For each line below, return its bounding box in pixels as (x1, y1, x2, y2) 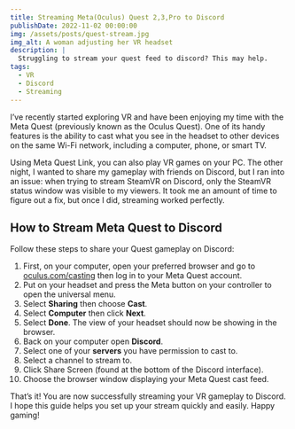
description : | (10, 46, 66, 55)
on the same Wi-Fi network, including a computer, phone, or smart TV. (10, 139, 267, 151)
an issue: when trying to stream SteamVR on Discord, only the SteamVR (10, 175, 271, 186)
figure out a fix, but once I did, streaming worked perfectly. (10, 194, 225, 205)
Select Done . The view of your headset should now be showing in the (22, 317, 277, 328)
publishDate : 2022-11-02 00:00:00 (10, 21, 138, 30)
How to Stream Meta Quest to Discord (10, 220, 222, 235)
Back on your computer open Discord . (22, 336, 163, 347)
